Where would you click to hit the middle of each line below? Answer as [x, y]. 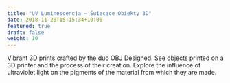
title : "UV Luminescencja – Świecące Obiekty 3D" [80, 13]
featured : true [29, 26]
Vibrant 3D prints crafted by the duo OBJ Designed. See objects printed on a [115, 58]
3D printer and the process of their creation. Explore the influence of [104, 65]
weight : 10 [23, 39]
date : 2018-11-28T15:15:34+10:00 [55, 20]
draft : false [26, 32]
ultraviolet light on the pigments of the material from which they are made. [112, 73]
